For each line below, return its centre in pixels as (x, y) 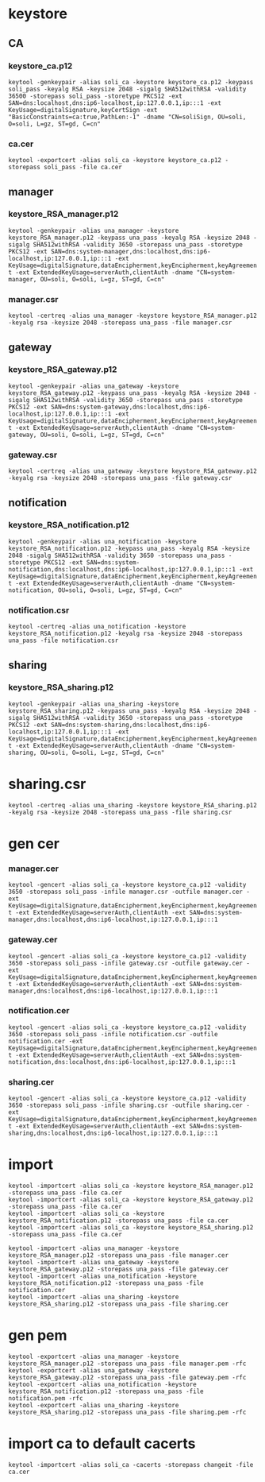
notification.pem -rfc (46, 1399)
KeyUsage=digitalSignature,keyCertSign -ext (83, 110)
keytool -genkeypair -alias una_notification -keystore (102, 541)
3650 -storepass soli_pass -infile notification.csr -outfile (113, 1034)
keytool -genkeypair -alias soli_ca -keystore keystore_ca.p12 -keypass (131, 82)
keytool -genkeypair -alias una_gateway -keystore (94, 386)
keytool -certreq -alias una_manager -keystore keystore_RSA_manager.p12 (133, 316)
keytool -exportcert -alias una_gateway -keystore (94, 1371)
